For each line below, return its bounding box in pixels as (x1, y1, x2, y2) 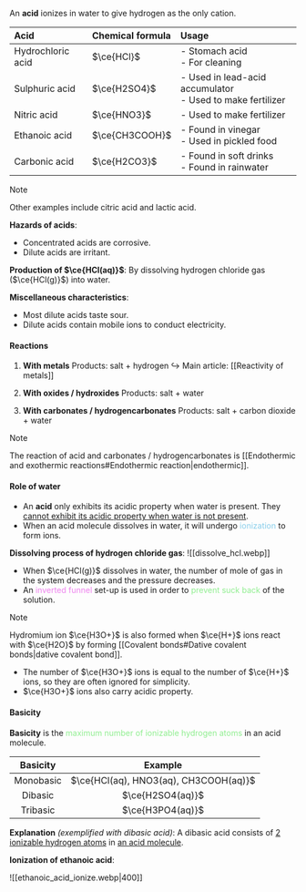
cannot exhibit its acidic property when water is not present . (22, 510, 249, 522)
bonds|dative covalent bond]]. (9, 649, 123, 660)
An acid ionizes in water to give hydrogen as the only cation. (9, 8, 237, 18)
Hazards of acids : (9, 220, 77, 231)
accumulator (180, 82, 234, 95)
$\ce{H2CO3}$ (91, 155, 158, 168)
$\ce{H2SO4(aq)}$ (121, 788, 205, 801)
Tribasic (20, 804, 56, 816)
